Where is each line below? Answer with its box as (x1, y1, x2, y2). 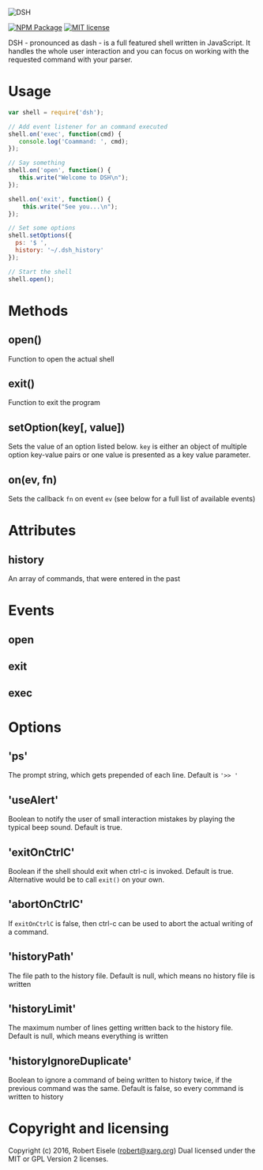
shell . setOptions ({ (8, 231, 73, 240)
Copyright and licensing (8, 1119, 170, 1138)
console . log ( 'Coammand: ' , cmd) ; (18, 137, 129, 145)
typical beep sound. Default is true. (8, 823, 122, 832)
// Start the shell (8, 268, 73, 276)
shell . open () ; (8, 275, 55, 283)
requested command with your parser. (8, 55, 133, 64)
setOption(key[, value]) (8, 421, 126, 434)
